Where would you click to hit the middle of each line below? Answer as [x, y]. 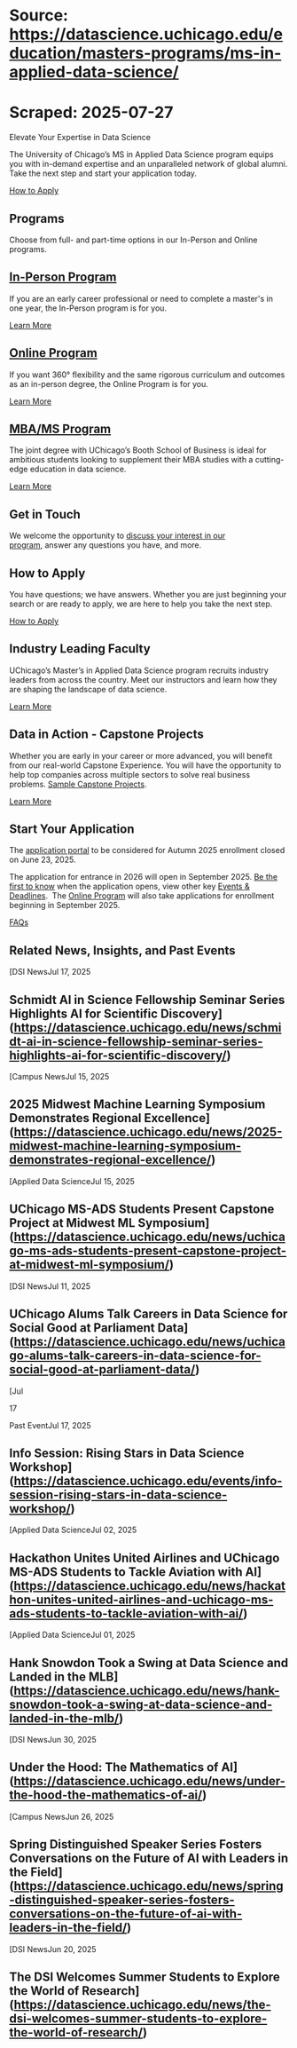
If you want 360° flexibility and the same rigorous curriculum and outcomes [147, 375]
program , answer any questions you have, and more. [106, 545]
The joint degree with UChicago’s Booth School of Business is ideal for [138, 450]
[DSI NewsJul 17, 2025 [50, 972]
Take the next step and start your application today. [103, 173]
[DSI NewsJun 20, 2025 [53, 1949]
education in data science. [78, 469]
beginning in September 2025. [65, 905]
